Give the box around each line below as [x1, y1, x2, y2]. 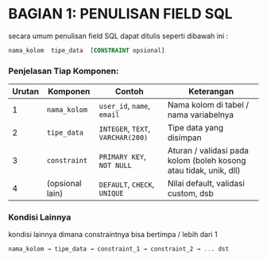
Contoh [114, 86, 145, 97]
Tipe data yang [167, 123, 224, 134]
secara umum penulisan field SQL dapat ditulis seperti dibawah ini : [8, 31, 229, 41]
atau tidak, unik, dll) [167, 165, 241, 176]
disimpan [167, 132, 203, 143]
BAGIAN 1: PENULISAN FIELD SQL [8, 5, 233, 23]
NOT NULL [99, 161, 133, 170]
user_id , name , [99, 100, 151, 111]
